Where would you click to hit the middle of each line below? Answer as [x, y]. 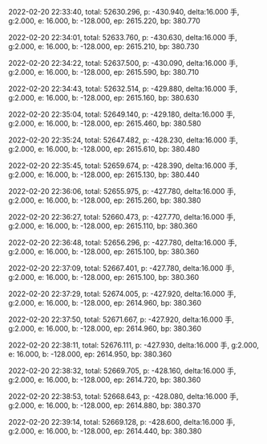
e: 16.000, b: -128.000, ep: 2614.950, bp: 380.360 [90, 354]
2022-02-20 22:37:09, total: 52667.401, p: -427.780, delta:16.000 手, [121, 268]
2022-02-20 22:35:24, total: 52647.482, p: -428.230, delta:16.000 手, [123, 140]
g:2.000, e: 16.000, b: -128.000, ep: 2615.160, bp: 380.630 [104, 98]
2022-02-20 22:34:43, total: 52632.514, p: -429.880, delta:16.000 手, [123, 88]
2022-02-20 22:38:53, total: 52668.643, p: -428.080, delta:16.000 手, [123, 396]
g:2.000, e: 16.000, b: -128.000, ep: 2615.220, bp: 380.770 [104, 21]
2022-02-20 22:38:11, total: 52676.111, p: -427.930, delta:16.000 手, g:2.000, [133, 345]
